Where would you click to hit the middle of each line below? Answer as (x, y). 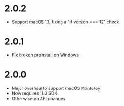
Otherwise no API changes (38, 98)
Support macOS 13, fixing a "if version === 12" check (65, 22)
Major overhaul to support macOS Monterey (56, 88)
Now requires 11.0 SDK (34, 93)
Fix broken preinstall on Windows (45, 55)
